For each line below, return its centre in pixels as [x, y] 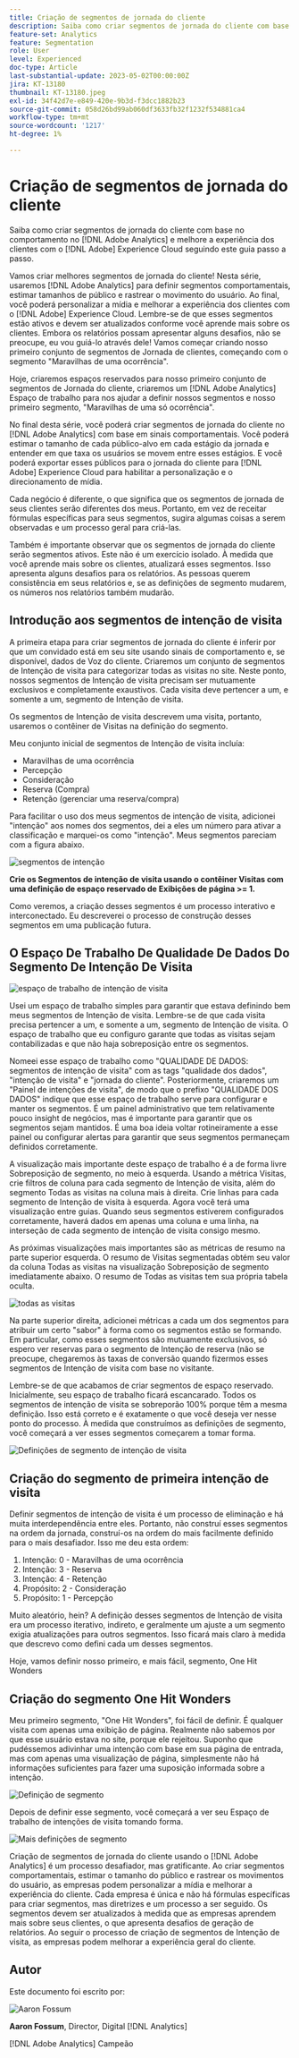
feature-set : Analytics [54, 34]
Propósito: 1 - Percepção [67, 1598]
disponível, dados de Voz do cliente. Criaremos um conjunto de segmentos [147, 661]
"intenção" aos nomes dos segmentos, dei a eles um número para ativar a [145, 825]
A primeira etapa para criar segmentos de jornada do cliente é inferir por [143, 642]
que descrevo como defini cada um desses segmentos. [111, 1644]
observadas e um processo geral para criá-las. [95, 527]
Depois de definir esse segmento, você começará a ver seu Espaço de [139, 1812]
